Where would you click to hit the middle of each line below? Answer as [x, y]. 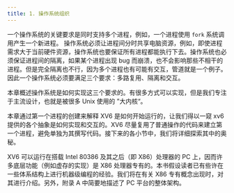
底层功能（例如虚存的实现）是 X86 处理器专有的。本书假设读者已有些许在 [118, 165]
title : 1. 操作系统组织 [38, 14]
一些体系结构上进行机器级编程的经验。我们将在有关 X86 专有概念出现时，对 [116, 174]
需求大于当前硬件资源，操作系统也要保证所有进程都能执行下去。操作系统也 [114, 51]
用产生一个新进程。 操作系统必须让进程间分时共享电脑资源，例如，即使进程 [115, 43]
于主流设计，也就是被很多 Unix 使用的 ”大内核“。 [77, 101]
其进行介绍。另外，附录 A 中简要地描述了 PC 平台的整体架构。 [96, 183]
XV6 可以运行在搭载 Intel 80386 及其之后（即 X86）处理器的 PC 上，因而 [112, 156]
